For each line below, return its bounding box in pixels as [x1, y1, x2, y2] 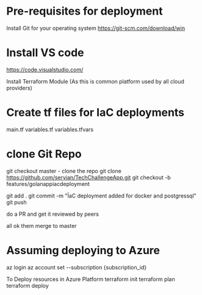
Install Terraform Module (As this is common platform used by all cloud [6, 77, 185, 85]
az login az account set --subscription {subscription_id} [6, 263, 147, 271]
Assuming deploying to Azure [6, 243, 161, 257]
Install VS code [6, 46, 84, 60]
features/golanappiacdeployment [6, 180, 90, 187]
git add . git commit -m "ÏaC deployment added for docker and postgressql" [6, 192, 197, 199]
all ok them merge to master [6, 222, 78, 229]
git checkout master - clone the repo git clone [6, 167, 122, 174]
